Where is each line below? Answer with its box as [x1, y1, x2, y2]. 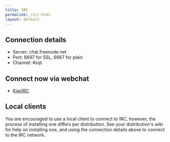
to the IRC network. [5, 132, 46, 138]
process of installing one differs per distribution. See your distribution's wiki [5, 121, 163, 127]
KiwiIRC [12, 88, 29, 93]
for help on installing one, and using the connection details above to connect [5, 126, 165, 132]
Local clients [5, 102, 47, 111]
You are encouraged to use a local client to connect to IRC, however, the [5, 116, 156, 122]
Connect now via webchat [5, 74, 90, 83]
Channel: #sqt [12, 60, 42, 66]
